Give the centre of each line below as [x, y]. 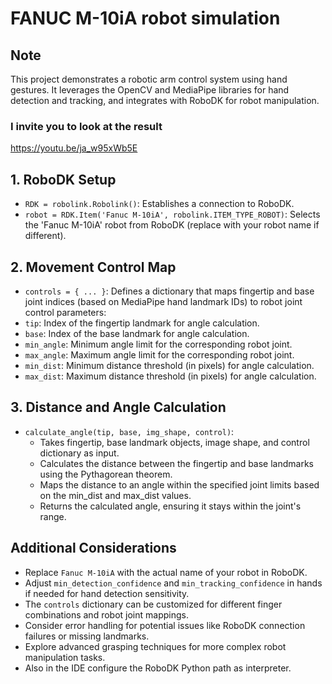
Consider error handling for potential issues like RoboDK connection [165, 625]
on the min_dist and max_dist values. [115, 495]
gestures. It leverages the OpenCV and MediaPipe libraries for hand [150, 90]
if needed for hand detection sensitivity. [107, 593]
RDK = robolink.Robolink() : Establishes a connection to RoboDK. [159, 204]
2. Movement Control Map [93, 267]
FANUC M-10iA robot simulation [145, 18]
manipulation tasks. [65, 657]
